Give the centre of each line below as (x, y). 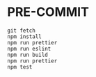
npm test (20, 67)
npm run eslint (29, 49)
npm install (24, 36)
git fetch (22, 31)
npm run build (28, 55)
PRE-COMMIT (48, 12)
